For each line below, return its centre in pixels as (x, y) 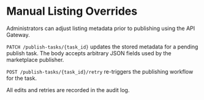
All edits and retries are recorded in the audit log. (68, 90)
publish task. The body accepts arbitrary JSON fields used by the (89, 53)
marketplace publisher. (35, 60)
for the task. (21, 78)
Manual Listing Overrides (72, 11)
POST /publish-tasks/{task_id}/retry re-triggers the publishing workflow (100, 71)
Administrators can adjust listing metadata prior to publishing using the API (101, 28)
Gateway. (18, 34)
